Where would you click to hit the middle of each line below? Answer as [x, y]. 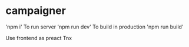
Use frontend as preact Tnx [39, 38]
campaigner [36, 11]
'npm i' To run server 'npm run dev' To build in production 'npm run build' [94, 27]
